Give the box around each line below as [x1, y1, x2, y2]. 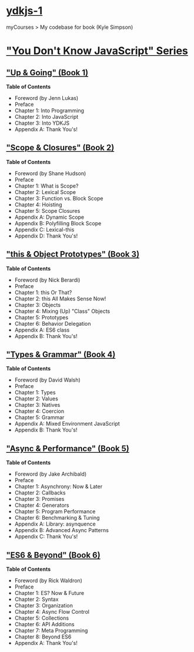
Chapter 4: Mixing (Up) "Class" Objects [14, 307, 111, 315]
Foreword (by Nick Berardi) [14, 276, 81, 283]
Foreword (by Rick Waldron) [14, 577, 82, 584]
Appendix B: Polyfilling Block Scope [14, 219, 102, 227]
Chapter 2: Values [14, 395, 59, 402]
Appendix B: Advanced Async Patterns [14, 527, 109, 534]
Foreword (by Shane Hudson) [14, 169, 86, 177]
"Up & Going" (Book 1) [6, 68, 89, 78]
